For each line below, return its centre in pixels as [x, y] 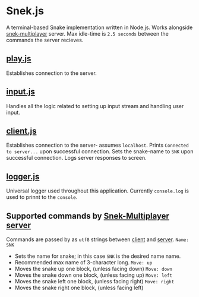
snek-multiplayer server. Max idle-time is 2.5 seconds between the [88, 33]
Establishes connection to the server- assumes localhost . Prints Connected [97, 145]
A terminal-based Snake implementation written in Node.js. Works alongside [99, 27]
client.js [21, 131]
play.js [19, 59]
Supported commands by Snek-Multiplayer [88, 216]
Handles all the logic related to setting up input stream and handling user [95, 106]
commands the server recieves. [45, 40]
